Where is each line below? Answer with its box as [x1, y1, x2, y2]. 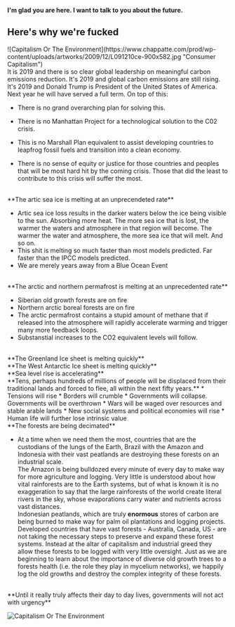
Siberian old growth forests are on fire [17, 295, 128, 304]
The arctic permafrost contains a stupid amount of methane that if [17, 311, 208, 319]
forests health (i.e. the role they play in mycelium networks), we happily [17, 562, 224, 570]
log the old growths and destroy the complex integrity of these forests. [17, 569, 222, 578]
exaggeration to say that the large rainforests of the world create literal [17, 487, 222, 496]
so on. [17, 238, 36, 247]
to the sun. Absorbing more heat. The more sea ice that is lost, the [17, 216, 209, 224]
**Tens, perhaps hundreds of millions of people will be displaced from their [7, 376, 227, 385]
